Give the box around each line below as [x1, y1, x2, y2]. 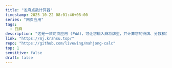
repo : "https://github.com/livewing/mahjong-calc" [5, 41, 116, 46]
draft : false [5, 55, 33, 60]
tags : [5, 21, 17, 27]
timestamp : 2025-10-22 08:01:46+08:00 [5, 12, 88, 17]
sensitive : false [5, 50, 42, 55]
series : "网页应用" [5, 17, 44, 22]
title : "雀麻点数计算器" [5, 7, 53, 13]
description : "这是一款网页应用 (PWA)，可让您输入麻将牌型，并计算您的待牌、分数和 [5, 31, 165, 36]
